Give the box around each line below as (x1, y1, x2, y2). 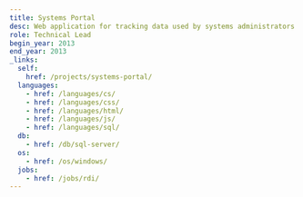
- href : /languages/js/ (25, 114, 116, 123)
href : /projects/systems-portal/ (25, 73, 153, 82)
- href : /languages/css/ (25, 97, 120, 107)
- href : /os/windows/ (25, 156, 107, 166)
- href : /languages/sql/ (25, 123, 120, 133)
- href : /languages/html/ (25, 106, 125, 115)
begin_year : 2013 (9, 38, 76, 48)
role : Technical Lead (9, 30, 92, 39)
